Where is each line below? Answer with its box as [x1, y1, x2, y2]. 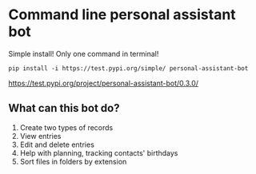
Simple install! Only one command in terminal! [8, 49, 159, 58]
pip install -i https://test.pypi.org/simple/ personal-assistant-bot [8, 64, 249, 73]
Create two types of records [19, 122, 114, 132]
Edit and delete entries [19, 140, 94, 149]
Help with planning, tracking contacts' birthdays [19, 148, 178, 157]
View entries [19, 131, 62, 140]
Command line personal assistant [8, 6, 236, 24]
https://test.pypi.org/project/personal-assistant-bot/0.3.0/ [8, 78, 198, 88]
